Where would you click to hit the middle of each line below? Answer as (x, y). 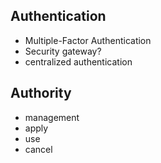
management (52, 117)
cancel (38, 149)
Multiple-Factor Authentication (88, 40)
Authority (41, 93)
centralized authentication (78, 61)
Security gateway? (63, 51)
